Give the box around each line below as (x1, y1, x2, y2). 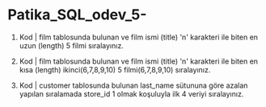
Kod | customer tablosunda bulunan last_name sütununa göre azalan (19, 80, 248, 90)
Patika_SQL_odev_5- (7, 6, 147, 24)
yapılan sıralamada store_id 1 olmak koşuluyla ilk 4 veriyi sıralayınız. (19, 88, 244, 98)
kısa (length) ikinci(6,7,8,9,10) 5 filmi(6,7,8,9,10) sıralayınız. (19, 64, 211, 74)
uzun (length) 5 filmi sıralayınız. (19, 40, 125, 50)
